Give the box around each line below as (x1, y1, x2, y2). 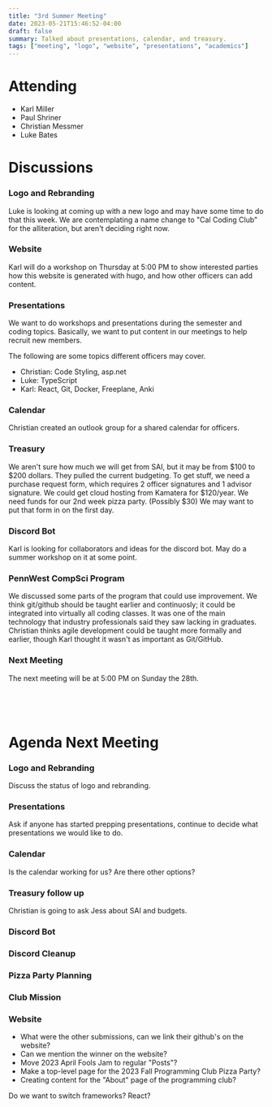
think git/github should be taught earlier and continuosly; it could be (8, 599, 235, 610)
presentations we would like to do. (8, 828, 123, 838)
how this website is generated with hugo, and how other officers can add (8, 270, 253, 281)
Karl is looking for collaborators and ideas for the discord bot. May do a (8, 544, 247, 554)
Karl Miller (19, 104, 55, 114)
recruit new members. (8, 335, 83, 346)
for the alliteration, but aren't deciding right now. (8, 223, 171, 233)
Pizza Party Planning (8, 970, 92, 981)
